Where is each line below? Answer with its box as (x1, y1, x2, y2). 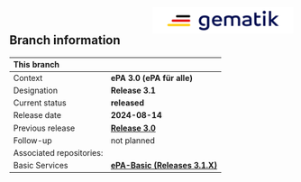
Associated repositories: (13, 148, 104, 159)
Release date (13, 110, 61, 121)
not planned (110, 134, 156, 146)
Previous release (13, 123, 76, 133)
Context (13, 72, 43, 83)
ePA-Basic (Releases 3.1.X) (110, 160, 218, 171)
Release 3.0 (110, 123, 156, 133)
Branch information (9, 32, 121, 48)
